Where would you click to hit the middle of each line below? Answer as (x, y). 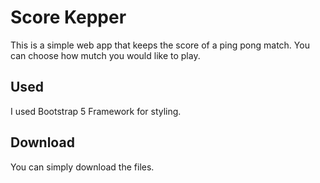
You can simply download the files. (82, 167)
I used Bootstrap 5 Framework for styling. (96, 111)
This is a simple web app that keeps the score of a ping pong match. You (160, 45)
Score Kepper (68, 17)
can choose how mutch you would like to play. (105, 55)
